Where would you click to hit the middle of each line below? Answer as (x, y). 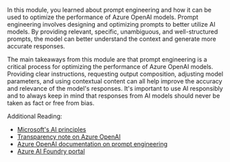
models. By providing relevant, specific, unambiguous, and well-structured (113, 31)
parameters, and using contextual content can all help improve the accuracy (115, 81)
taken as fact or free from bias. (51, 103)
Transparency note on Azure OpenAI (69, 137)
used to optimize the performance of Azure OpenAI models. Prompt (103, 17)
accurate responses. (36, 46)
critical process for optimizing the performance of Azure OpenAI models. (110, 67)
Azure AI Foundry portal (51, 151)
